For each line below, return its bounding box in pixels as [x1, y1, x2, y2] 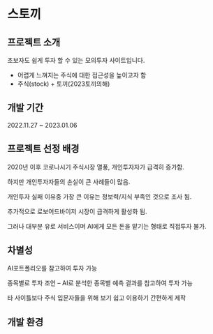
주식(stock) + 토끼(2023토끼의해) [17, 79, 110, 88]
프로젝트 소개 [7, 36, 61, 48]
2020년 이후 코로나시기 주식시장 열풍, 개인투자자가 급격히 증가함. [7, 162, 185, 171]
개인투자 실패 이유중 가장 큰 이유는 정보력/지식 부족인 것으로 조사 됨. [7, 192, 192, 201]
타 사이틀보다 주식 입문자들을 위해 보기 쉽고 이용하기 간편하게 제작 [7, 294, 186, 302]
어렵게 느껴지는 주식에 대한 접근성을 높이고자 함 [17, 71, 147, 79]
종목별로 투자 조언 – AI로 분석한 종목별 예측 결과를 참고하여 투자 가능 [7, 279, 193, 287]
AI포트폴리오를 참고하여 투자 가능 [7, 264, 98, 273]
